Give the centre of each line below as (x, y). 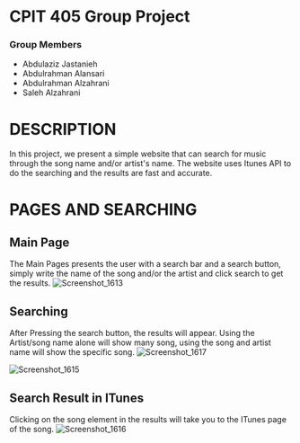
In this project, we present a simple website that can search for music (138, 154)
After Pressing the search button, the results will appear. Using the (132, 333)
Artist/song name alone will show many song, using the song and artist (140, 342)
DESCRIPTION (63, 129)
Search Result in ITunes (77, 398)
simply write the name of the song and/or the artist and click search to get (146, 274)
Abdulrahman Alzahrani (66, 84)
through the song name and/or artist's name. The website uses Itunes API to (150, 164)
